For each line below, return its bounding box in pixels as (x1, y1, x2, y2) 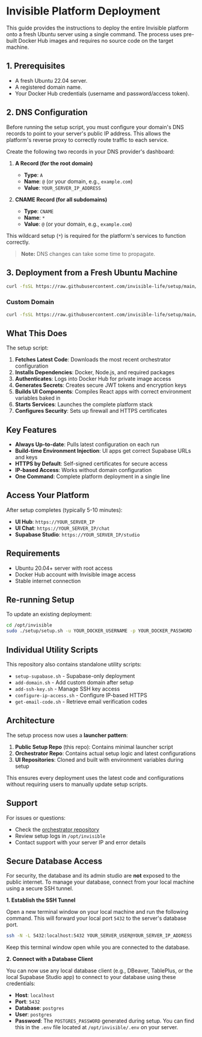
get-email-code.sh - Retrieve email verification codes (14, 698, 147, 706)
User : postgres (14, 1011, 52, 1018)
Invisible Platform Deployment (6, 4, 161, 18)
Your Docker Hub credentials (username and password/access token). (14, 89, 189, 97)
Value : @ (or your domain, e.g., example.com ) (23, 220, 132, 228)
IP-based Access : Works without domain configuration (14, 467, 152, 474)
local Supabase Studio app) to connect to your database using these (6, 974, 176, 981)
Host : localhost (14, 992, 55, 999)
